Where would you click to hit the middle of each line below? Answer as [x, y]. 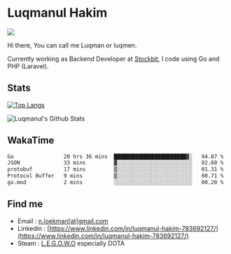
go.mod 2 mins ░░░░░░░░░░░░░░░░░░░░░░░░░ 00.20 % [115, 183]
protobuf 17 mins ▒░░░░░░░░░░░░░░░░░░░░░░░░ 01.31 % [115, 170]
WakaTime [31, 141]
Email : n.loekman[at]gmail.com [63, 221]
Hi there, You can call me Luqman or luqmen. [72, 45]
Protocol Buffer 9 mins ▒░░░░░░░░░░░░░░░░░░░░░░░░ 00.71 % [115, 176]
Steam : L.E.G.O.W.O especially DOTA [71, 243]
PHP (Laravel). [28, 66]
